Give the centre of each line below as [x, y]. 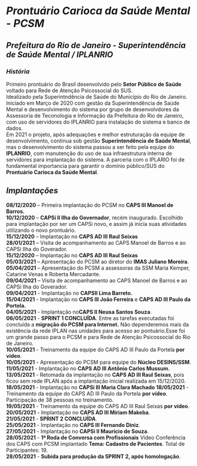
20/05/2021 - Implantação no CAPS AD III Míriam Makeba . [78, 412]
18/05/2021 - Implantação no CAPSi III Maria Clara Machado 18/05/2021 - [97, 387]
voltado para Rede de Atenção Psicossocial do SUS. [69, 90]
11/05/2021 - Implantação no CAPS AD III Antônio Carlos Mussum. [88, 368]
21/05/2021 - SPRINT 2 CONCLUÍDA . [52, 419]
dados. [14, 128]
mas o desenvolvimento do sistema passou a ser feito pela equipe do [90, 147]
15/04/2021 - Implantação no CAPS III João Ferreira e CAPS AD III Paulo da [98, 299]
